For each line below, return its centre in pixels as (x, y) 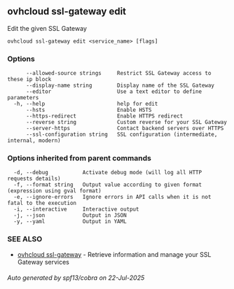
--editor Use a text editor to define (113, 92)
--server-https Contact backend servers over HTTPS (125, 129)
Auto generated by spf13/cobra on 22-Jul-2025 (76, 278)
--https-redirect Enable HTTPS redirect (104, 116)
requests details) (34, 179)
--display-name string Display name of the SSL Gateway (120, 86)
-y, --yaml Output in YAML (70, 222)
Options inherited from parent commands (80, 158)
